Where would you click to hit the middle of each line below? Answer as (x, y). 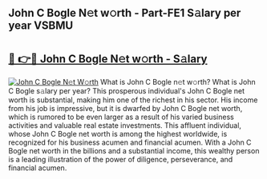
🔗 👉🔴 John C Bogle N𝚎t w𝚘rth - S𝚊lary (108, 59)
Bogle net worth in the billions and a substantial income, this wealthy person (134, 151)
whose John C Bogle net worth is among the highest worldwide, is (118, 134)
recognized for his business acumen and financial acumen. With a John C (130, 142)
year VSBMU (41, 26)
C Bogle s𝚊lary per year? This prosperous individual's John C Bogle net (127, 91)
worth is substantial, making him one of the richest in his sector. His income (133, 100)
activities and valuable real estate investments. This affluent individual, (125, 125)
